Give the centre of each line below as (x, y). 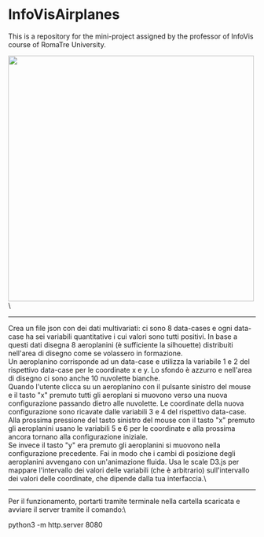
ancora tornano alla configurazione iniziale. (78, 436)
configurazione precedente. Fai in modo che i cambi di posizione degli (122, 453)
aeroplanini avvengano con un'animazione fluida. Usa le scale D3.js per (124, 462)
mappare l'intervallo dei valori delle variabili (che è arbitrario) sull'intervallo (129, 470)
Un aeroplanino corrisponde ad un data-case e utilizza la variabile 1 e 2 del (129, 361)
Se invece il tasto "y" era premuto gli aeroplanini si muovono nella (114, 445)
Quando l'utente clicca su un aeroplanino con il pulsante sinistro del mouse (130, 386)
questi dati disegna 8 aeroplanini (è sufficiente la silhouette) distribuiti (121, 344)
